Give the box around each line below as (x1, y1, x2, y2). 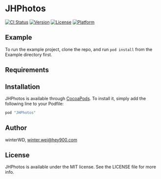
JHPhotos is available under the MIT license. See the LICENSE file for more (5, 164, 157, 170)
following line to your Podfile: (5, 101, 64, 106)
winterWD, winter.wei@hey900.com (5, 137, 77, 143)
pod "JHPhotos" (5, 110, 36, 115)
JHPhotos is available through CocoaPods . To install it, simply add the (5, 95, 146, 101)
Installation (5, 82, 40, 91)
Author (5, 124, 27, 132)
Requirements (5, 66, 49, 74)
